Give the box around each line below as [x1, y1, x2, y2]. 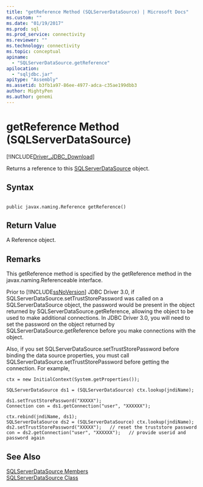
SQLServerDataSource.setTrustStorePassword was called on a [6, 295, 163, 302]
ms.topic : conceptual [6, 49, 61, 55]
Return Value [6, 220, 57, 230]
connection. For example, [6, 365, 70, 372]
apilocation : [6, 65, 40, 72]
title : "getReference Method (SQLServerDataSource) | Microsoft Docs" [6, 9, 189, 15]
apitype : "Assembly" [6, 77, 59, 83]
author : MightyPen [6, 88, 53, 94]
